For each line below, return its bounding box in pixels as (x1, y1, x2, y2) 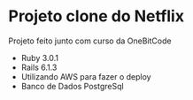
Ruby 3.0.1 (20, 52, 59, 63)
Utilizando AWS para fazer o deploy (20, 71, 151, 81)
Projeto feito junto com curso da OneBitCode (8, 35, 172, 46)
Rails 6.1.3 (20, 62, 58, 73)
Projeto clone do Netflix (8, 6, 185, 27)
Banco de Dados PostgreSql (20, 81, 125, 91)
